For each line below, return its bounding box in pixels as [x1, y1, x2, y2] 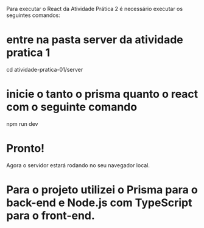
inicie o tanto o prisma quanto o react [6, 88, 199, 101]
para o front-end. [6, 209, 96, 223]
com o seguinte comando [6, 100, 138, 114]
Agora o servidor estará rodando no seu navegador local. [6, 161, 150, 169]
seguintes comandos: [6, 12, 61, 19]
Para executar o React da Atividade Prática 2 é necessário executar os [6, 5, 183, 12]
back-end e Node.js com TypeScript [6, 196, 192, 209]
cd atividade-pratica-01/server [6, 66, 83, 73]
